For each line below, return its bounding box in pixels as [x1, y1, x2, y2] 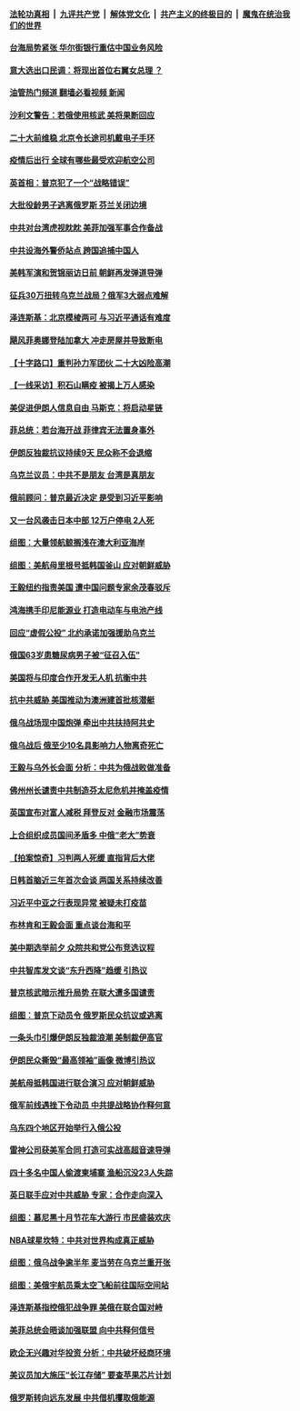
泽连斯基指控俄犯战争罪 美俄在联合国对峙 [9, 1302, 164, 1313]
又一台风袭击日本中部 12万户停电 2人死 [9, 515, 155, 525]
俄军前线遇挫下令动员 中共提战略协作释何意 [9, 1100, 171, 1111]
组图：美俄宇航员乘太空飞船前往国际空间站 [9, 1279, 169, 1290]
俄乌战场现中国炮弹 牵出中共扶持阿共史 [9, 717, 155, 727]
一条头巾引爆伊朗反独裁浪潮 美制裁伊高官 [9, 1032, 164, 1043]
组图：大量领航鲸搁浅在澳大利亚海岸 [9, 537, 145, 548]
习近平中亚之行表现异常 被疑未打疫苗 [9, 896, 147, 908]
